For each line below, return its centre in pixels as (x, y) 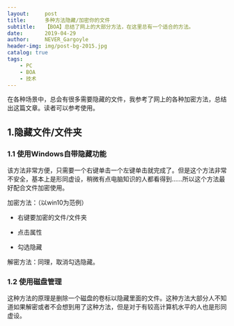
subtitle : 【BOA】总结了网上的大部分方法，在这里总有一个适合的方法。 (101, 27)
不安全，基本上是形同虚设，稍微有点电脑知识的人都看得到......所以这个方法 (113, 179)
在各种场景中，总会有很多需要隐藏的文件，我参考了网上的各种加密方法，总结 (117, 99)
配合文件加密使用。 (40, 188)
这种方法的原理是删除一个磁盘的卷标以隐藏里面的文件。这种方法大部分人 (111, 298)
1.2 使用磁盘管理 (34, 281)
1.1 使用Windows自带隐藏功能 (57, 154)
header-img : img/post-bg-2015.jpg (57, 46)
